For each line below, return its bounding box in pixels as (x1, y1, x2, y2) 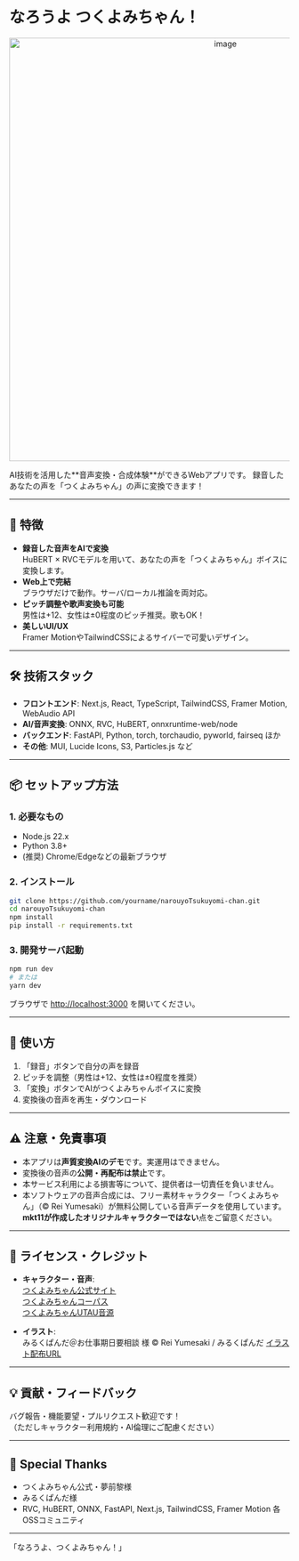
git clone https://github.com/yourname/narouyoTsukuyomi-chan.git (9, 896, 261, 905)
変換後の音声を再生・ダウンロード (21, 1094, 148, 1104)
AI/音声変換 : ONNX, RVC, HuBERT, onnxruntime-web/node (21, 718, 238, 729)
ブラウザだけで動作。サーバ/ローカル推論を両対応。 (21, 587, 213, 598)
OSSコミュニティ (21, 1515, 85, 1525)
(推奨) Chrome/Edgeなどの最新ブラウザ (21, 851, 167, 862)
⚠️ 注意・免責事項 (9, 1131, 107, 1146)
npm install (9, 913, 53, 922)
